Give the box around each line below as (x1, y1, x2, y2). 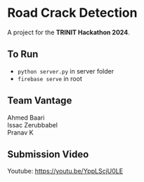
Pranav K (7, 128, 34, 136)
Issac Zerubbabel (7, 120, 58, 129)
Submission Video (7, 148, 89, 160)
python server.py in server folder (17, 66, 114, 75)
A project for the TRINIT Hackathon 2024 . (7, 28, 130, 36)
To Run (7, 48, 39, 60)
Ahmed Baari (7, 113, 45, 122)
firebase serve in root (17, 74, 82, 83)
